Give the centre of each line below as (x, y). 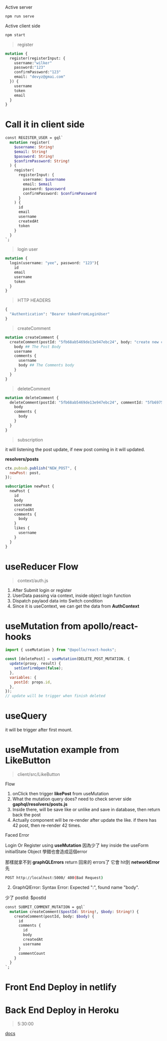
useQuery (26, 716)
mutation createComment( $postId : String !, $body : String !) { (74, 911)
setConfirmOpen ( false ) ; (39, 668)
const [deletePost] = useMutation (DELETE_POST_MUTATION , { (68, 659)
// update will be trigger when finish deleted (55, 696)
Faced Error (17, 835)
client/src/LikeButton (39, 774)
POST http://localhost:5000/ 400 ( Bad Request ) (54, 878)
